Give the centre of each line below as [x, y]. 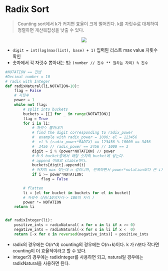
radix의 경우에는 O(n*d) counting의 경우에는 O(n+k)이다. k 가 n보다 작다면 [86, 244]
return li [24, 207]
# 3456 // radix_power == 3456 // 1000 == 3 [80, 146]
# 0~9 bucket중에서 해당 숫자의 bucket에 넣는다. [78, 156]
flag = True [36, 119]
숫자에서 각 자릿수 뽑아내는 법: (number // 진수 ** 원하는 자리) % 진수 [80, 62]
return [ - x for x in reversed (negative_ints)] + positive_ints [81, 234]
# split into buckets [46, 109]
